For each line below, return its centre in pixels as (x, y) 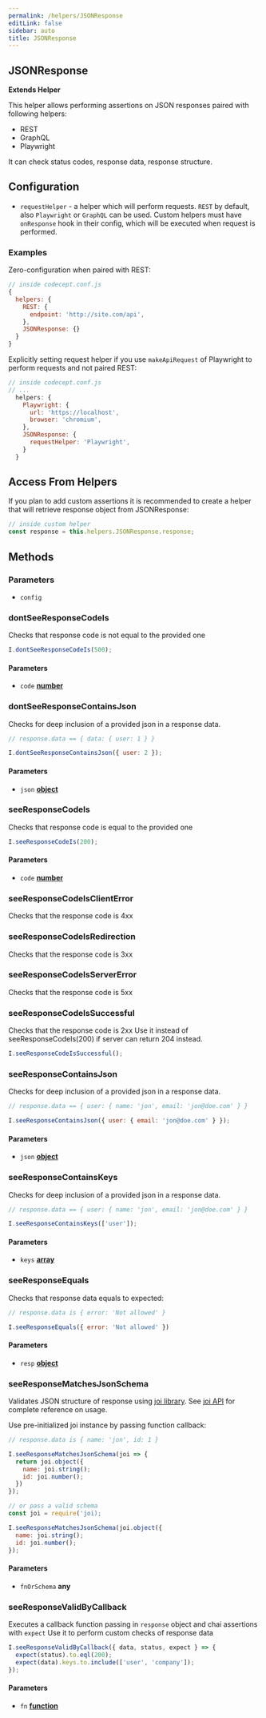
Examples (28, 252)
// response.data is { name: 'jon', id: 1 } (83, 1440)
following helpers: (38, 114)
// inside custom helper (50, 524)
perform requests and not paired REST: (73, 368)
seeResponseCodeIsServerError (73, 975)
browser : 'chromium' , (66, 420)
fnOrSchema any (45, 1586)
